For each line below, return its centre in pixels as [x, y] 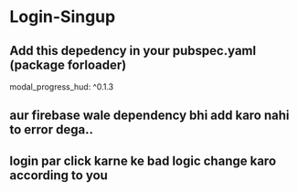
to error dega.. [52, 130]
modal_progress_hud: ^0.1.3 [62, 87]
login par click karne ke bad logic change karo [143, 160]
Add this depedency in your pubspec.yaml [133, 51]
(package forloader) [68, 64]
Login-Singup [63, 17]
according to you [59, 175]
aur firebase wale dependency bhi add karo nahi [149, 116]
